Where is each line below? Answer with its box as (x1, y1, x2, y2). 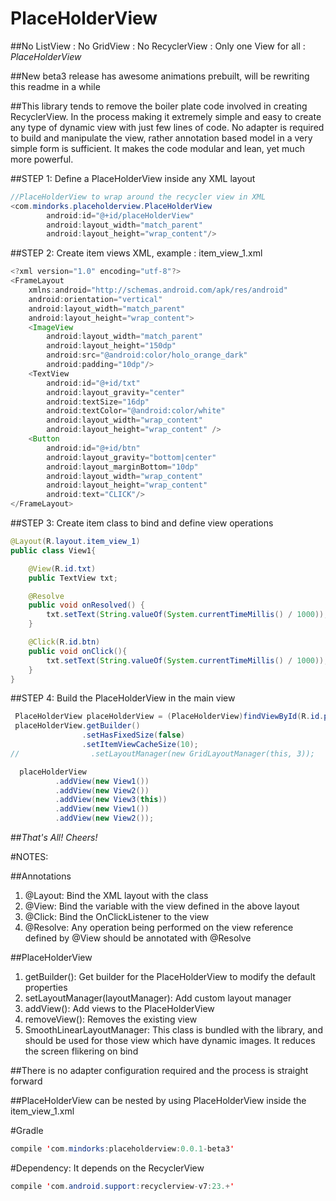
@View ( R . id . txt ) (28, 563, 97, 574)
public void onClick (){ (28, 646, 128, 656)
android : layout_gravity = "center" (46, 387, 186, 397)
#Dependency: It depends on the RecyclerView (10, 1162, 205, 1174)
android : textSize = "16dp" (46, 397, 150, 407)
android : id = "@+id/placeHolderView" (46, 210, 195, 221)
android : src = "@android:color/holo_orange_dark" (46, 350, 248, 361)
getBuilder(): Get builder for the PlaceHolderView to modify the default (24, 971, 316, 983)
